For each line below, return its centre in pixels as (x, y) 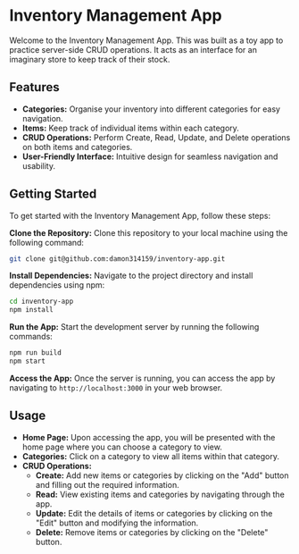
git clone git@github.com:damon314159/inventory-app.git (117, 259)
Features (34, 87)
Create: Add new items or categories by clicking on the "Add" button (162, 475)
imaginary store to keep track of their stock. (90, 59)
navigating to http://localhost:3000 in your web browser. (116, 387)
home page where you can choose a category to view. (122, 447)
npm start (28, 361)
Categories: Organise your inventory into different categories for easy (151, 109)
